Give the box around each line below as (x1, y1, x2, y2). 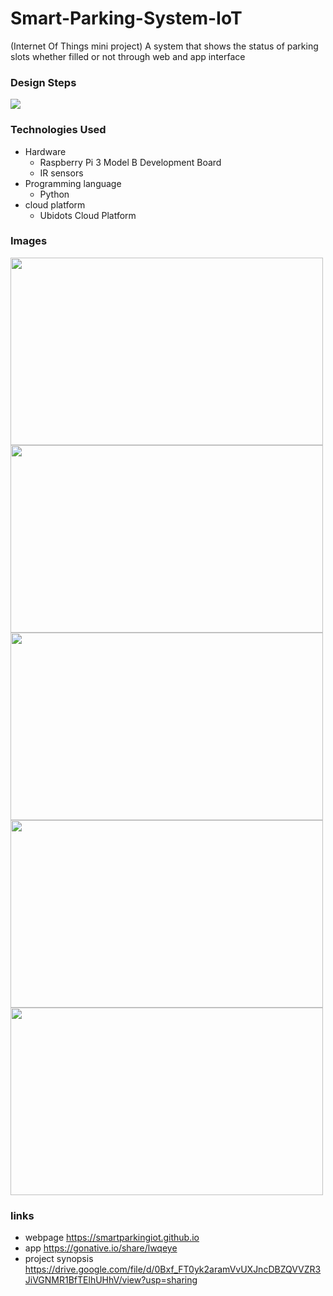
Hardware (24, 145, 67, 157)
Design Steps (10, 75, 77, 89)
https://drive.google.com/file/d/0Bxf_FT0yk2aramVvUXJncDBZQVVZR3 (24, 1263, 322, 1276)
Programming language (24, 177, 122, 189)
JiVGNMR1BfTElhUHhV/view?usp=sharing (24, 1274, 198, 1286)
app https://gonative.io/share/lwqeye (24, 1242, 178, 1254)
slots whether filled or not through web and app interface (10, 50, 246, 62)
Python (39, 188, 70, 200)
